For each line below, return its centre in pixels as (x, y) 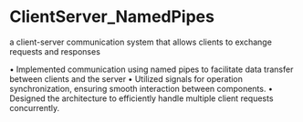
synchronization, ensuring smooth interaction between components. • (141, 88)
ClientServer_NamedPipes (112, 17)
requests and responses (55, 51)
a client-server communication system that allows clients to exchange (141, 42)
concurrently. (35, 107)
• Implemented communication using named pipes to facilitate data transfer (151, 69)
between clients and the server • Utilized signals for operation (126, 78)
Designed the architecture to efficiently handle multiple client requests (141, 98)
